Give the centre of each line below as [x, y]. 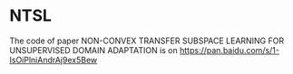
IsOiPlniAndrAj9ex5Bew [54, 60]
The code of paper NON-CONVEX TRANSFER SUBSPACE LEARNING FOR [147, 41]
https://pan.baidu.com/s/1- [230, 50]
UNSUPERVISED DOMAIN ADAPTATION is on [94, 50]
